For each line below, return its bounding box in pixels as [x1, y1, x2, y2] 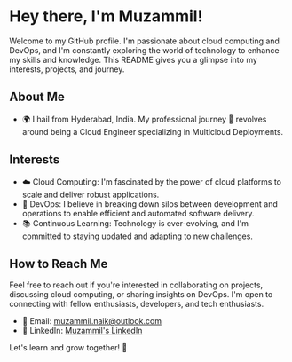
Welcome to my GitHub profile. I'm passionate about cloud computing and [9, 35, 280, 46]
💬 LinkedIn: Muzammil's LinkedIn [21, 326, 143, 336]
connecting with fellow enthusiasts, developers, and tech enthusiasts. [9, 299, 264, 310]
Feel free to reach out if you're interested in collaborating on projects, [9, 279, 264, 290]
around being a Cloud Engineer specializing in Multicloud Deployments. [21, 126, 284, 137]
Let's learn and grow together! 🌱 [9, 342, 128, 353]
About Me [9, 90, 65, 105]
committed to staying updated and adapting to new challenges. [21, 231, 253, 241]
